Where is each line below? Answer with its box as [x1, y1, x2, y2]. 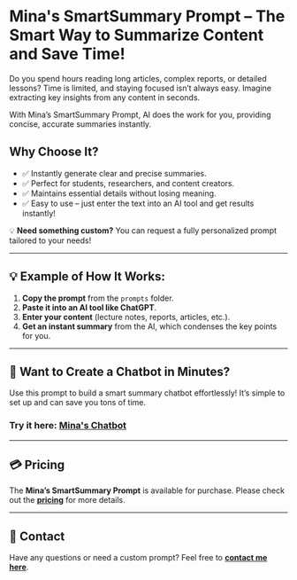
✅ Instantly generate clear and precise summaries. [21, 168, 207, 178]
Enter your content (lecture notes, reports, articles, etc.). [21, 311, 231, 322]
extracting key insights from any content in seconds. [9, 91, 201, 103]
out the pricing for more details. [9, 495, 126, 506]
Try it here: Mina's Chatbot [9, 419, 126, 432]
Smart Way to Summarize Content [9, 25, 264, 45]
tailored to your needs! [9, 235, 92, 246]
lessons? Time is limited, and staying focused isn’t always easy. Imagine [9, 82, 272, 93]
